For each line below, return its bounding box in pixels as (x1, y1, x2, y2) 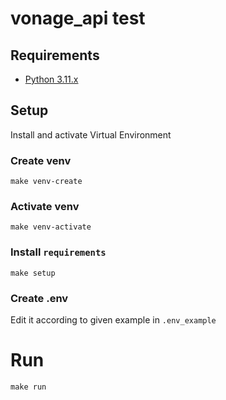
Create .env (10, 291, 69, 305)
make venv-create (10, 177, 83, 187)
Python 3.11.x (24, 73, 79, 85)
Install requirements (10, 245, 107, 259)
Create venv (10, 153, 72, 167)
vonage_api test (10, 7, 146, 30)
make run (10, 382, 47, 392)
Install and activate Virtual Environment (10, 128, 172, 141)
